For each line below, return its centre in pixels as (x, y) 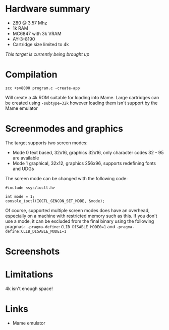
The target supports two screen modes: (46, 143)
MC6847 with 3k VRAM (37, 33)
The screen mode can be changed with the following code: (66, 178)
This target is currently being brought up (47, 54)
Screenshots (33, 252)
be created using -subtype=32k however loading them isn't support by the (81, 103)
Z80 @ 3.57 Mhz (30, 23)
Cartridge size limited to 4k (41, 44)
